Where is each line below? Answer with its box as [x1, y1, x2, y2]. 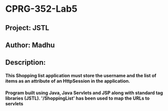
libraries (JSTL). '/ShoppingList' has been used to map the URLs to [5, 95, 150, 101]
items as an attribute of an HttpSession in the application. [5, 78, 131, 84]
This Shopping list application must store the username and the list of [5, 72, 157, 78]
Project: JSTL [5, 24, 50, 32]
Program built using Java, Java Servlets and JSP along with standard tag [5, 90, 163, 96]
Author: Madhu [5, 40, 55, 49]
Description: [5, 58, 46, 67]
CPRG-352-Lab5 [5, 3, 78, 15]
